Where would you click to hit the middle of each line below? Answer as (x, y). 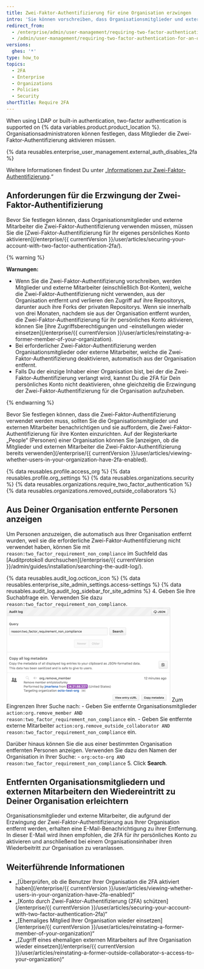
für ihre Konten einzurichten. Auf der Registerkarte (114, 433)
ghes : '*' (24, 52)
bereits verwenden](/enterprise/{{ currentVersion (68, 453)
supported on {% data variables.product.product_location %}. (83, 127)
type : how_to (23, 58)
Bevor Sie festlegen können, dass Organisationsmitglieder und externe (95, 219)
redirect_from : (25, 26)
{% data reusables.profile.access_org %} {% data (68, 471)
